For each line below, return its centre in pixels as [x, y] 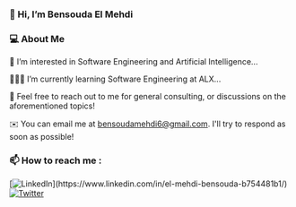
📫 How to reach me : [56, 160]
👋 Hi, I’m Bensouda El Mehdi [71, 14]
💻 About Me [37, 39]
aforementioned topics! [52, 106]
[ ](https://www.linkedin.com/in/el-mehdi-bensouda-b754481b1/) [148, 184]
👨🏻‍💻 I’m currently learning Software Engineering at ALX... [115, 79]
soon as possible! [42, 137]
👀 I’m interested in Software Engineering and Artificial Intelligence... [134, 62]
